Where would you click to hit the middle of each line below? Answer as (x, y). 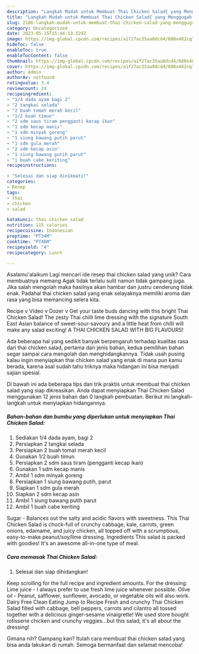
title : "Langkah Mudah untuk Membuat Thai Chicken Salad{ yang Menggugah (99, 17)
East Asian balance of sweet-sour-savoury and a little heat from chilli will (95, 324)
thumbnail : (20, 61)
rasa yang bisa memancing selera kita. (53, 300)
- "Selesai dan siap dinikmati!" (48, 176)
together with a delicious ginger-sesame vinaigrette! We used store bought (98, 614)
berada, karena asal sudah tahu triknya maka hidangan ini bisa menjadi (93, 366)
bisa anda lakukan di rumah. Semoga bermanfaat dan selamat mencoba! (95, 645)
